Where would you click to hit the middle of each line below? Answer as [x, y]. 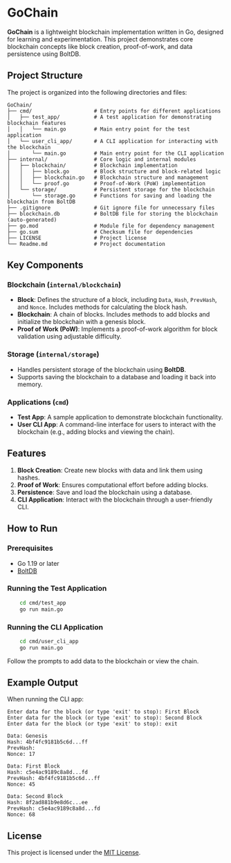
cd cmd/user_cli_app [49, 641]
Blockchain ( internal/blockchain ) [64, 285]
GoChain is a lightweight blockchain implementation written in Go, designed [115, 32]
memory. [30, 384]
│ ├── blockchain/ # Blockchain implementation [92, 165]
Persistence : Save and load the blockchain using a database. [104, 492]
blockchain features [37, 123]
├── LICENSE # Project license [77, 238]
